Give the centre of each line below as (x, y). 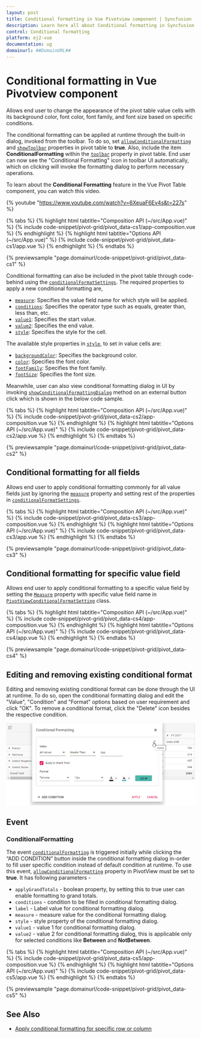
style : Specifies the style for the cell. (61, 332)
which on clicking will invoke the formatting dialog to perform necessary (95, 166)
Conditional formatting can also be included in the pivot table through (92, 275)
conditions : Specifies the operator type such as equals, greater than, (100, 306)
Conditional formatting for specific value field (93, 574)
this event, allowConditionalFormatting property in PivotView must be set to (100, 871)
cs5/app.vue (22, 977)
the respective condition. (37, 715)
